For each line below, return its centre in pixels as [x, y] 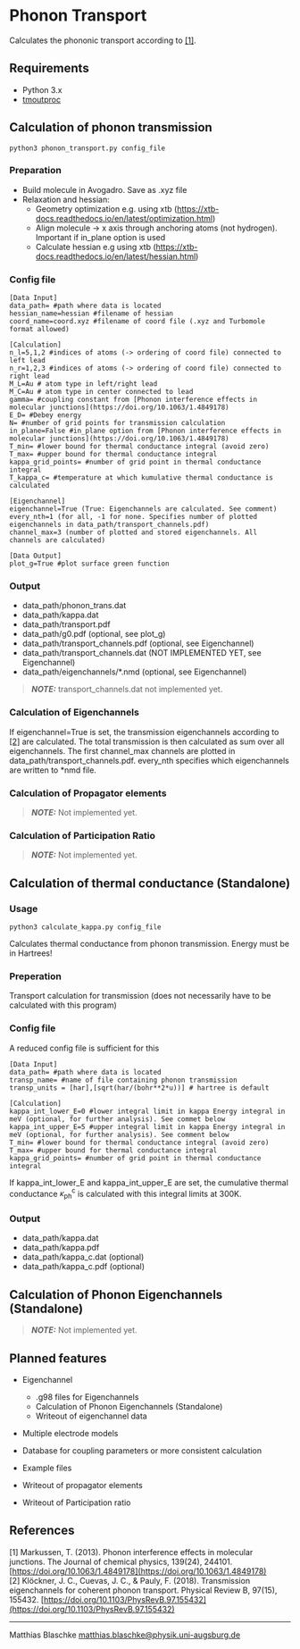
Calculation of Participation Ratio [83, 835]
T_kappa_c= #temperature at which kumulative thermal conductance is [142, 478]
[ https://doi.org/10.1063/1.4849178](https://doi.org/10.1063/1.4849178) [138, 1571]
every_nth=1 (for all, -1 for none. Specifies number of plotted [133, 517]
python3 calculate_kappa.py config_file [86, 927]
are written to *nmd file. [53, 770]
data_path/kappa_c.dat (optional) [83, 1257]
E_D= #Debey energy [46, 415]
